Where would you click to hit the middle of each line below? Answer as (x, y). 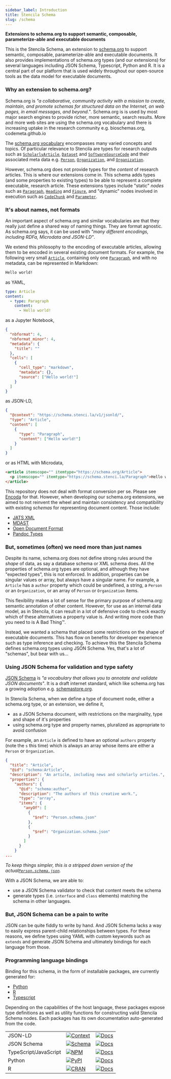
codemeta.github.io (26, 133)
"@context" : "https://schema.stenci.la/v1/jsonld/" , (67, 415)
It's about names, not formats (43, 210)
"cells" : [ (21, 358)
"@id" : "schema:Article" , (37, 770)
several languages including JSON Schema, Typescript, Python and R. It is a (85, 66)
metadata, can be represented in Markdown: (52, 263)
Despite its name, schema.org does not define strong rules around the (79, 558)
